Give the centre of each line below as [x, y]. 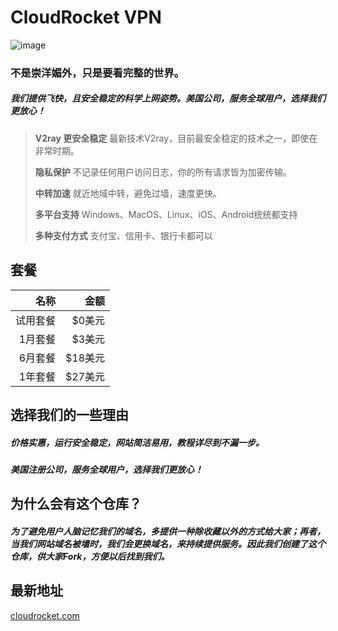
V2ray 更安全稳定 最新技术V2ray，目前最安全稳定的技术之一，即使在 [176, 138]
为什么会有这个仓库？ [76, 504]
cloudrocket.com [45, 615]
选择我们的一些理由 [69, 415]
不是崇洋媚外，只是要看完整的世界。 [97, 73]
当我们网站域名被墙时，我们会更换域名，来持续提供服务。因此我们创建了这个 [168, 543]
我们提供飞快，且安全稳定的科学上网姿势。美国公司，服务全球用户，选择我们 [168, 98]
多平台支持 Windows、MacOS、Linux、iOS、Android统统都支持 [166, 214]
